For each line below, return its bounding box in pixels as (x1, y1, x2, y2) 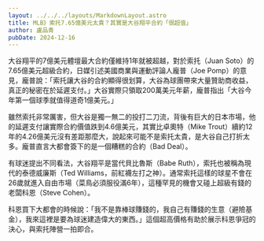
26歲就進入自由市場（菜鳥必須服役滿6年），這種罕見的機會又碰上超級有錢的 (8, 178, 251, 187)
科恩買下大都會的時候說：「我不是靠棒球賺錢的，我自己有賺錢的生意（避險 (8, 205, 246, 214)
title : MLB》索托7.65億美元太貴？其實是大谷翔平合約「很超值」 (8, 19, 192, 27)
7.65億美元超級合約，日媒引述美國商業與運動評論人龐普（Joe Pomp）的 (8, 66, 240, 76)
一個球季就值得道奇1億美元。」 (21, 95, 118, 105)
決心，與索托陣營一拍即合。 (8, 224, 98, 234)
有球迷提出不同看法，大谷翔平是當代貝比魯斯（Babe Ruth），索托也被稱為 (8, 158, 245, 168)
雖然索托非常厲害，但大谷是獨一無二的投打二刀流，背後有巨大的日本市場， (8, 112, 249, 122)
